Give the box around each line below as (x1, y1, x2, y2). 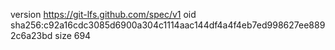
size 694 (54, 30, 92, 41)
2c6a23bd (10, 30, 53, 41)
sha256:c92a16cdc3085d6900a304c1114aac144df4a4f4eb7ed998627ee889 (10, 19, 326, 31)
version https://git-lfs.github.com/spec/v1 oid (10, 9, 197, 20)
